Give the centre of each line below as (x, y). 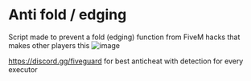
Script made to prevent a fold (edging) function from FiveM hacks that (124, 37)
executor (23, 69)
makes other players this (49, 45)
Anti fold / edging (68, 15)
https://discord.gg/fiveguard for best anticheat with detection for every (126, 61)
